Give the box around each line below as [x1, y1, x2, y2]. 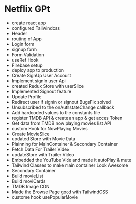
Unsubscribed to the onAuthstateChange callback [11, 104, 115, 110]
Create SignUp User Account [11, 72, 71, 78]
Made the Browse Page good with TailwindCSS [11, 189, 108, 195]
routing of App [11, 36, 42, 42]
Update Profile [11, 93, 42, 100]
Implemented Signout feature [11, 88, 72, 94]
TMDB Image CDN [11, 183, 50, 189]
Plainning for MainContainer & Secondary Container [11, 141, 118, 147]
